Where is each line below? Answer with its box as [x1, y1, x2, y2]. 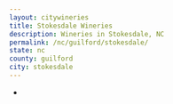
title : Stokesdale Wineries [9, 21, 114, 30]
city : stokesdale [9, 63, 74, 72]
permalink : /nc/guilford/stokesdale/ [9, 37, 149, 47]
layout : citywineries [9, 12, 90, 22]
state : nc [9, 46, 46, 55]
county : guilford [9, 54, 74, 63]
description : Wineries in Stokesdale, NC [9, 29, 165, 38]
